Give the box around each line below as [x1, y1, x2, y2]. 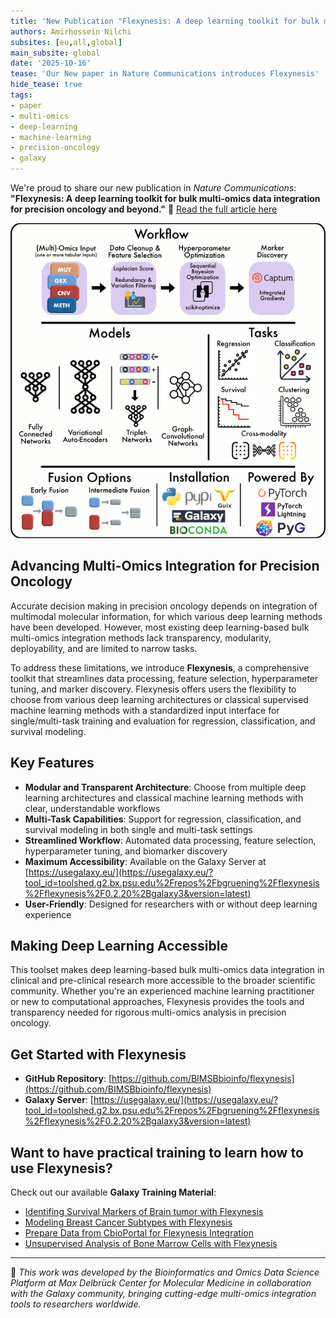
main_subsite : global [10, 48, 101, 58]
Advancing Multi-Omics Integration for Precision [10, 558, 320, 575]
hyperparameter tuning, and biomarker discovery [24, 845, 228, 857]
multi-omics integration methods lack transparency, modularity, [10, 631, 272, 644]
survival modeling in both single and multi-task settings [24, 823, 253, 835]
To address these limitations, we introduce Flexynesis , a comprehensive [10, 661, 310, 674]
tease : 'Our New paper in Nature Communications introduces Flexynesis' [10, 69, 320, 79]
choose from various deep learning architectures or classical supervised [10, 693, 309, 705]
